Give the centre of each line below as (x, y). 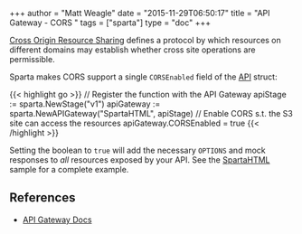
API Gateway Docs (57, 220)
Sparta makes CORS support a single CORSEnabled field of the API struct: (143, 77)
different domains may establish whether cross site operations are (132, 50)
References (42, 198)
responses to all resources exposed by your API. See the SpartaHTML (140, 160)
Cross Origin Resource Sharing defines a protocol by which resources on (146, 40)
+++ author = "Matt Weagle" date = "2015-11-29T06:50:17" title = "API (140, 13)
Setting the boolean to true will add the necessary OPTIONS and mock (137, 150)
